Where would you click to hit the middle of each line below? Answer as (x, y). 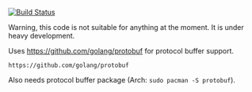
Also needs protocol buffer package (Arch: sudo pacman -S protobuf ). (122, 80)
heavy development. (42, 36)
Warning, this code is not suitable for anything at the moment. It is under (126, 27)
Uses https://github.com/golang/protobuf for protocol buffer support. (121, 51)
